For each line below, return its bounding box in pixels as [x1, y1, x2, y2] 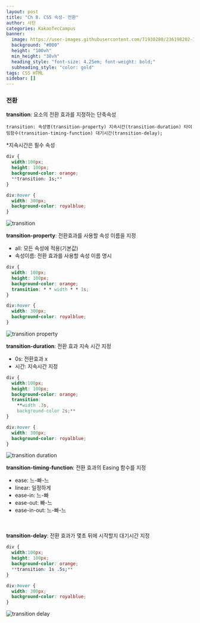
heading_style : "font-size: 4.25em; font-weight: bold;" [11, 59, 156, 65]
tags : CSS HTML [6, 70, 44, 76]
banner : [6, 31, 26, 37]
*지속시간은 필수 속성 [6, 142, 55, 149]
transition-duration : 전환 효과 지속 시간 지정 [6, 342, 111, 350]
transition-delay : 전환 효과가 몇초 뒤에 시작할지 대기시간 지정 [6, 532, 150, 539]
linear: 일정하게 [14, 484, 51, 491]
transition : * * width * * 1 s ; [11, 286, 89, 292]
